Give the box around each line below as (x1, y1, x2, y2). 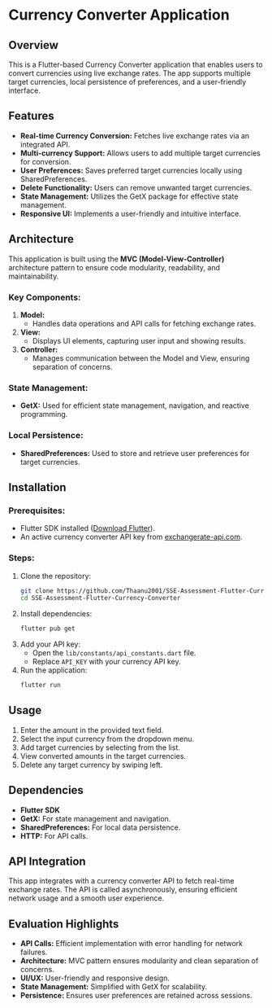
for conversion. (19, 156, 71, 166)
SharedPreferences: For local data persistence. (19, 822, 181, 832)
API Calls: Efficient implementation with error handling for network (19, 939, 244, 949)
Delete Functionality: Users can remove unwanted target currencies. (19, 182, 253, 192)
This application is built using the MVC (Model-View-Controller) (8, 254, 225, 264)
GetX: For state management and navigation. (19, 813, 171, 823)
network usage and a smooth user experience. (8, 893, 165, 903)
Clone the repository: (19, 571, 92, 581)
